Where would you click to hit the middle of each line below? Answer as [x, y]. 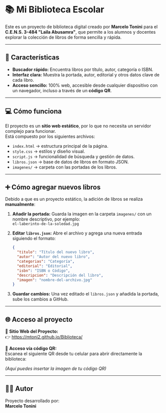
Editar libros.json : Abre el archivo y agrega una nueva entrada [77, 233]
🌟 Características [32, 58]
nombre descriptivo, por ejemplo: [46, 219]
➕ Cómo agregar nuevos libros [53, 187]
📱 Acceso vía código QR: [31, 349]
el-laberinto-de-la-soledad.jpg [45, 224]
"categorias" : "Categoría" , [46, 261]
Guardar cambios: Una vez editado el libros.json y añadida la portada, [85, 294]
